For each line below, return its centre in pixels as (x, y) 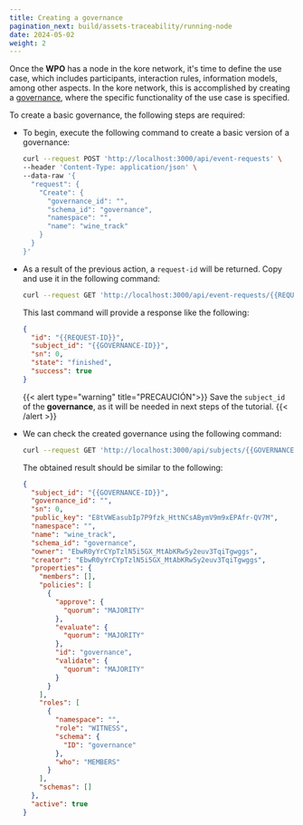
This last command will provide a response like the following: (136, 312)
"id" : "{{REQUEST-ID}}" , (78, 337)
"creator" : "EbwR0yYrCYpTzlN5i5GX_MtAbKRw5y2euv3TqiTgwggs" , (149, 560)
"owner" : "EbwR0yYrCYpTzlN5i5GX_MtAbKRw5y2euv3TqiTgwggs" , (145, 552)
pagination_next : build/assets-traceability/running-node (121, 26)
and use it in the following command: (91, 278)
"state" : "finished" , (72, 363)
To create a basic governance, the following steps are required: (128, 115)
